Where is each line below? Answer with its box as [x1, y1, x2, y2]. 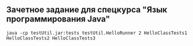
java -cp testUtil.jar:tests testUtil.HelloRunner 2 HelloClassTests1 [6, 30, 188, 36]
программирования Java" [6, 14, 110, 24]
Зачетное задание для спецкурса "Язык [6, 5, 168, 15]
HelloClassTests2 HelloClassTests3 [6, 35, 96, 41]
